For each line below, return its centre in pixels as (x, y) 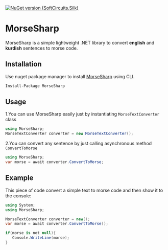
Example (19, 178)
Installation (23, 64)
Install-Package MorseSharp (35, 86)
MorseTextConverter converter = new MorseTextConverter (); (69, 134)
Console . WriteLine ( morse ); (41, 238)
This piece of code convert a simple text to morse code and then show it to (84, 190)
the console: (18, 196)
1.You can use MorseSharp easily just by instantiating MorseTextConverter (82, 114)
